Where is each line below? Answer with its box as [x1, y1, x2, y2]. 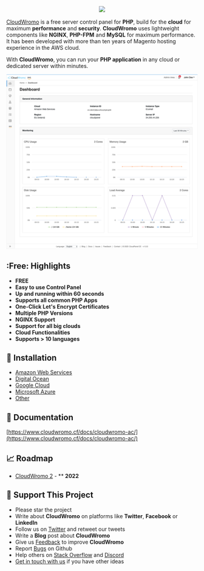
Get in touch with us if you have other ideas [15, 558, 124, 565]
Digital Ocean [15, 375, 50, 383]
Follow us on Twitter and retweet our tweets [15, 525, 126, 533]
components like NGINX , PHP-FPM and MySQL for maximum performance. [6, 31, 195, 38]
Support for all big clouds [15, 322, 81, 329]
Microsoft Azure [15, 388, 56, 395]
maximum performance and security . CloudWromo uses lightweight [6, 25, 180, 32]
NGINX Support [15, 316, 56, 323]
